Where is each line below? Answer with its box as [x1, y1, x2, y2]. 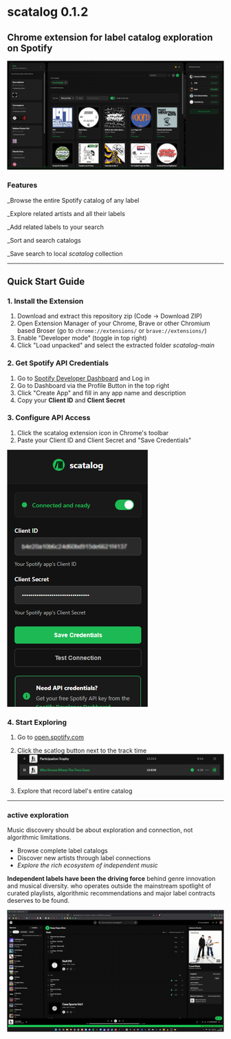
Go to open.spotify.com [16, 733, 85, 741]
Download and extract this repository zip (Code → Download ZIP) [16, 312, 203, 320]
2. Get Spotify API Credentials [7, 358, 109, 368]
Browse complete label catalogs [16, 846, 108, 855]
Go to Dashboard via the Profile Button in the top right [16, 381, 170, 389]
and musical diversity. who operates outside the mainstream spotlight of [7, 882, 212, 890]
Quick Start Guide [7, 276, 85, 287]
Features [7, 180, 38, 190]
